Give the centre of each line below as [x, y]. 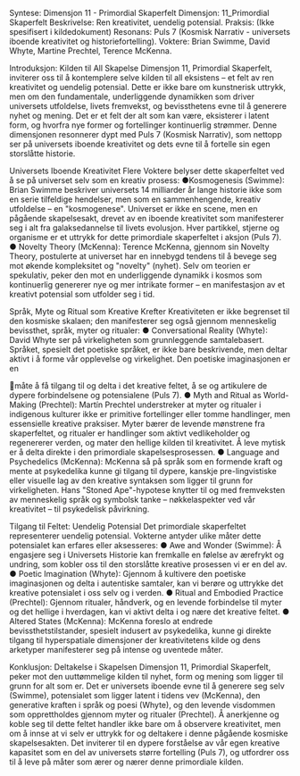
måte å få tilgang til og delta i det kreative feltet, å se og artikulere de [141, 386]
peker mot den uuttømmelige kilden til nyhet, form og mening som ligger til [146, 676]
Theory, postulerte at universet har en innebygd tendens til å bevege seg [143, 256]
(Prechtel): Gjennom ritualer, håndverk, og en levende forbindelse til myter [146, 602]
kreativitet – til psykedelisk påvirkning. [79, 509]
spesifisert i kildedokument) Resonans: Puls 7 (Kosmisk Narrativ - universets [150, 32]
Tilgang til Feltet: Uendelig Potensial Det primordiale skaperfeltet [128, 526]
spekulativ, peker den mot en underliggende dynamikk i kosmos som [136, 275]
